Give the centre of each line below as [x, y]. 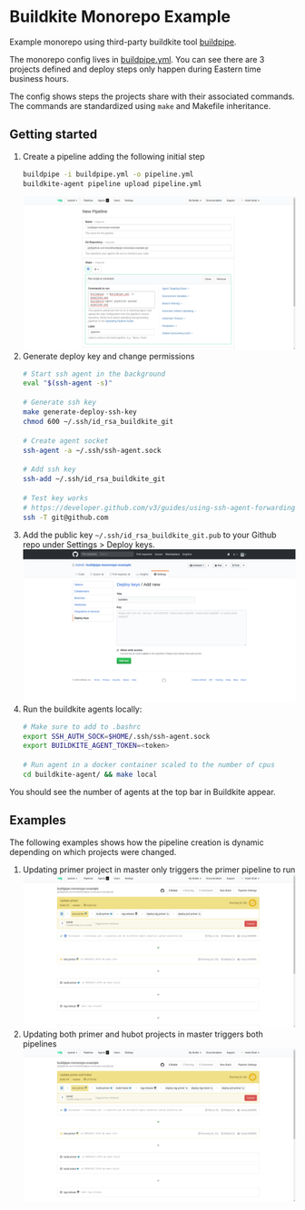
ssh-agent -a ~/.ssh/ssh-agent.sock [92, 450]
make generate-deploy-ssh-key [80, 412]
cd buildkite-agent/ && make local [90, 775]
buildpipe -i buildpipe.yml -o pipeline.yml [108, 174]
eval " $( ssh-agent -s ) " [68, 383]
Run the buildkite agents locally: [82, 709]
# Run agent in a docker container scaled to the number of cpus [148, 765]
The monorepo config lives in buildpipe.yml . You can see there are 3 [137, 59]
